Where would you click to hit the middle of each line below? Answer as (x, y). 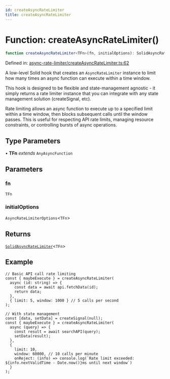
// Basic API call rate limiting (40, 274)
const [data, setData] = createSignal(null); (54, 318)
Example (19, 262)
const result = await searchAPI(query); (57, 331)
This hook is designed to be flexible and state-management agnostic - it (80, 88)
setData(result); (33, 336)
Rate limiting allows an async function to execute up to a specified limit (79, 109)
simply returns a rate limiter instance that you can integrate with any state (82, 93)
